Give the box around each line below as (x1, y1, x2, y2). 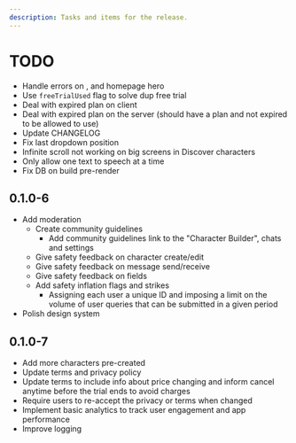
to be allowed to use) (21, 118, 99, 128)
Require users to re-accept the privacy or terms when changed (21, 395, 253, 406)
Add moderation (21, 214, 82, 225)
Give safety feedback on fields (35, 271, 148, 282)
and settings (48, 243, 95, 253)
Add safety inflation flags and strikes (35, 280, 170, 291)
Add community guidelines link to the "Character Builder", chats (48, 233, 282, 244)
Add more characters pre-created (21, 358, 146, 369)
